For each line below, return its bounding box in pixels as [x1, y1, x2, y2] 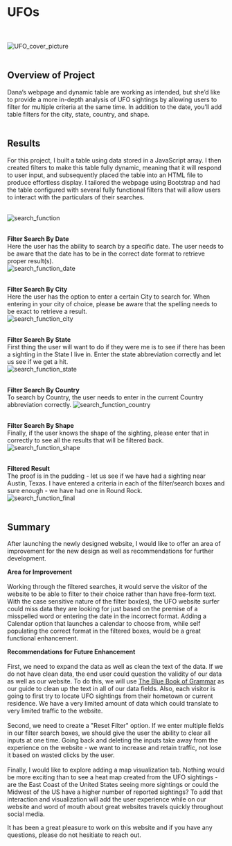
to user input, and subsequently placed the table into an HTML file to [7, 171, 203, 179]
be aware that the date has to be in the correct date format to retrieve [7, 249, 206, 258]
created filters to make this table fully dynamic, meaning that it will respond [7, 163, 222, 172]
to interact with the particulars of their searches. [7, 192, 145, 201]
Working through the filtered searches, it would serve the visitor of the [7, 583, 208, 591]
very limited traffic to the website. [7, 706, 103, 715]
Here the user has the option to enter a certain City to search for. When [7, 292, 211, 301]
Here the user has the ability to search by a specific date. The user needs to [7, 242, 224, 250]
